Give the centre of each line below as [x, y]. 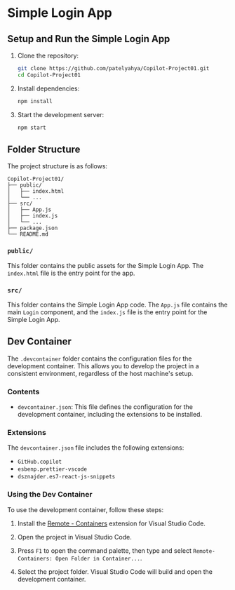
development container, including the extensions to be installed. [109, 415]
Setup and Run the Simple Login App [89, 39]
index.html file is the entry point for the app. [71, 273]
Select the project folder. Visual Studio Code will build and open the [115, 571]
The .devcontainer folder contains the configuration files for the [100, 358]
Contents [23, 391]
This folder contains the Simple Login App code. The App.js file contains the [117, 304]
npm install [35, 101]
